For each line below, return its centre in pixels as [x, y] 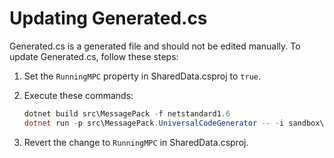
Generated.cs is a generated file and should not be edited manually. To [155, 46]
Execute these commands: [78, 95]
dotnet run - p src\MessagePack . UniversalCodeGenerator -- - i [154, 123]
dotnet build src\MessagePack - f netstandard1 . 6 [127, 113]
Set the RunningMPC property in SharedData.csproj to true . [142, 76]
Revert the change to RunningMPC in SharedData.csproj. [136, 142]
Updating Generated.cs [108, 18]
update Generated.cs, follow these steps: [94, 56]
